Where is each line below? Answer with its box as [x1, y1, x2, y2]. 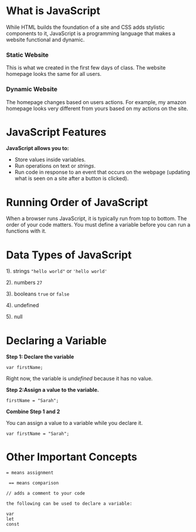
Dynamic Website [6, 85, 58, 94]
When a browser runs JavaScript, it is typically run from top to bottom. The [6, 215, 187, 222]
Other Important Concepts [6, 450, 138, 464]
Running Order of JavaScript [6, 195, 148, 209]
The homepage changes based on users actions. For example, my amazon [6, 98, 187, 105]
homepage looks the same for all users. [6, 71, 102, 78]
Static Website [6, 51, 49, 59]
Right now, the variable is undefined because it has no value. [6, 375, 153, 382]
